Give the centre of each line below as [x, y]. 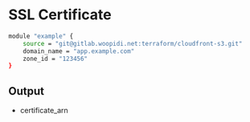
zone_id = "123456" [55, 59]
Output [26, 91]
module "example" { [41, 36]
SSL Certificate [60, 15]
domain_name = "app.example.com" [79, 51]
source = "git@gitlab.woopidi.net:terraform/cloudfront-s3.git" [133, 43]
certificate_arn [44, 111]
